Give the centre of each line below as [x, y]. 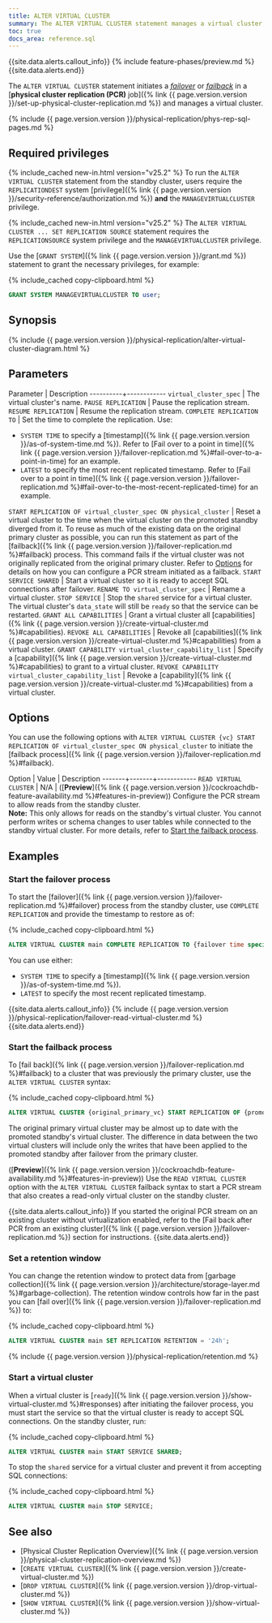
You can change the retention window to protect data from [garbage [122, 1276]
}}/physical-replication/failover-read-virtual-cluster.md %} [106, 1017]
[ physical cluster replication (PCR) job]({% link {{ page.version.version [128, 95]
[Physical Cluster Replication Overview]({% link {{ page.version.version [139, 1552]
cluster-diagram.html [43, 348]
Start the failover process [59, 879]
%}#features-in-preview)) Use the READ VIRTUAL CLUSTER [152, 1178]
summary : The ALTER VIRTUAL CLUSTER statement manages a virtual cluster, [137, 24]
